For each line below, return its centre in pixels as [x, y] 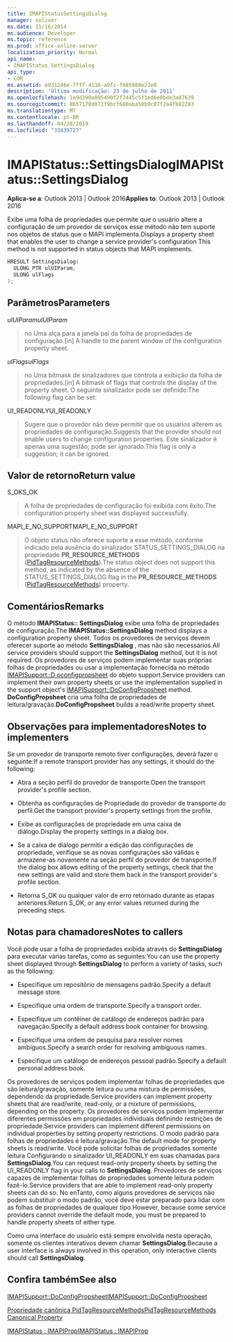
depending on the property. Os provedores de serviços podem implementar [116, 1111]
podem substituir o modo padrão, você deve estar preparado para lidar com [116, 1200]
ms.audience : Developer [42, 33]
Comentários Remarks [56, 606]
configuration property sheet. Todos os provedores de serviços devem [109, 638]
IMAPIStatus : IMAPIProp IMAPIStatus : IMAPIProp [78, 1331]
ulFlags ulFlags [28, 361]
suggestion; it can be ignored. [67, 454]
